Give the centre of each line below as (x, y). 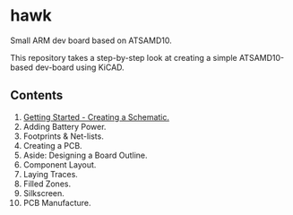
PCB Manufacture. (57, 202)
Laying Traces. (51, 174)
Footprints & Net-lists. (63, 136)
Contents (37, 95)
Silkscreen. (44, 193)
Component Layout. (60, 164)
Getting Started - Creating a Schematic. (96, 116)
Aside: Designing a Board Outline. (85, 155)
